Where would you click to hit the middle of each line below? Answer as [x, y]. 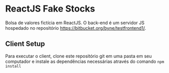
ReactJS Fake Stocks [50, 9]
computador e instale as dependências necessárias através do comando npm [85, 61]
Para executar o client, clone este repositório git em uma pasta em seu [79, 56]
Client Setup [25, 44]
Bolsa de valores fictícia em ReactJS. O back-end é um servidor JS [75, 23]
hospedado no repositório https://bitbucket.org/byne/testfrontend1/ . [76, 28]
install [13, 66]
